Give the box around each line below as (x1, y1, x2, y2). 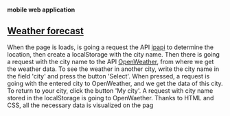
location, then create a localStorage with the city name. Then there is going (7, 50, 220, 59)
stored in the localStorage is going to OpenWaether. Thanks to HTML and (7, 94, 214, 102)
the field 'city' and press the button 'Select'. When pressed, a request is (7, 72, 210, 81)
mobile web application (7, 5, 76, 14)
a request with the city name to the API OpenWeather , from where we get (7, 58, 214, 66)
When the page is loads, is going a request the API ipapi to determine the (7, 43, 214, 51)
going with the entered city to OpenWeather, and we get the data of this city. (7, 79, 223, 88)
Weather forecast (7, 25, 84, 37)
